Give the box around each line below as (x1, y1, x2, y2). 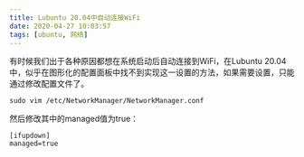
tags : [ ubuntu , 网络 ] (9, 30, 89, 39)
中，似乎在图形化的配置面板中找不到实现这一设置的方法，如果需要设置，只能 (9, 67, 295, 78)
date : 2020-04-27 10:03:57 (9, 22, 111, 31)
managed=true (9, 139, 59, 149)
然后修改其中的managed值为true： (9, 114, 138, 125)
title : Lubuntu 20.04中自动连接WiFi (9, 13, 141, 23)
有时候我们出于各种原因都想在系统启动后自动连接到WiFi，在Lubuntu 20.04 (9, 56, 287, 67)
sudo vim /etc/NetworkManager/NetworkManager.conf (9, 97, 204, 106)
